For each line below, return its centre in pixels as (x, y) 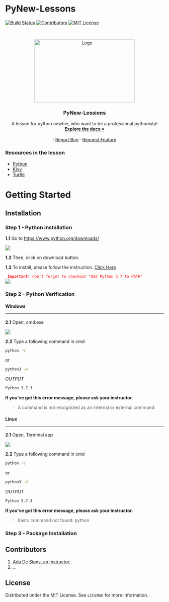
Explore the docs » (84, 129)
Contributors (26, 549)
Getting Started (38, 195)
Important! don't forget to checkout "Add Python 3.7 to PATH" (75, 277)
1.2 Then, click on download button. (42, 257)
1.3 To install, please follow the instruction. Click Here (61, 268)
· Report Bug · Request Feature (84, 140)
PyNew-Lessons (40, 9)
